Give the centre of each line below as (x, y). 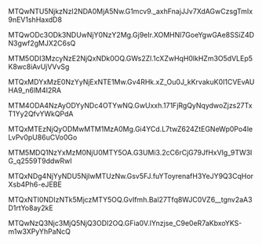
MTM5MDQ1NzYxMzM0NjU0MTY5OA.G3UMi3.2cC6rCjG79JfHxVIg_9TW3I (130, 153)
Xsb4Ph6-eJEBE (35, 184)
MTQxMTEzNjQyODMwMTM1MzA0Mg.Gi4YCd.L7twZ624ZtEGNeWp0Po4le (131, 129)
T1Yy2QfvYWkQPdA (41, 114)
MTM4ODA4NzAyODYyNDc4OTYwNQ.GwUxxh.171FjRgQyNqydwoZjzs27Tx (130, 106)
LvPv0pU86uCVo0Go (43, 137)
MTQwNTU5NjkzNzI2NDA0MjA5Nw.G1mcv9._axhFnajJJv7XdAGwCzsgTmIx (131, 11)
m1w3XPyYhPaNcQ (39, 231)
